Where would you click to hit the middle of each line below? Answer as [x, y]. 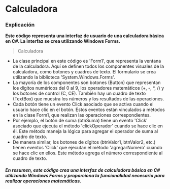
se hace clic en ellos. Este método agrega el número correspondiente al [88, 153]
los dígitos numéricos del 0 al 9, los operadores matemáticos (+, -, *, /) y [88, 88]
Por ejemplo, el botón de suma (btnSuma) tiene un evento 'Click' [80, 121]
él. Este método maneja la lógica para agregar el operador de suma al [85, 131]
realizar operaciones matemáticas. [43, 181]
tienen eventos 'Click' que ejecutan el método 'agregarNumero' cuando [87, 148]
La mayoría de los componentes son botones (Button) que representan [87, 83]
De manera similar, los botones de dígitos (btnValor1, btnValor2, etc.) [84, 142]
